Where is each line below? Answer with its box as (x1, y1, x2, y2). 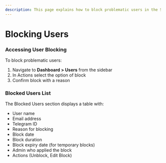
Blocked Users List (5, 90, 51, 97)
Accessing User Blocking (5, 46, 67, 53)
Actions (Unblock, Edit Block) (12, 153, 72, 159)
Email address (12, 116, 41, 122)
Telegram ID (12, 121, 38, 127)
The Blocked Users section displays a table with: (5, 101, 104, 107)
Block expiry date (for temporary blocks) (12, 142, 95, 148)
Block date (12, 131, 35, 137)
